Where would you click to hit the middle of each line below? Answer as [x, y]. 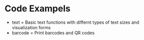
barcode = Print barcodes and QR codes [53, 33]
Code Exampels [37, 9]
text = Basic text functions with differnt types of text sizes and [75, 22]
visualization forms [31, 27]
